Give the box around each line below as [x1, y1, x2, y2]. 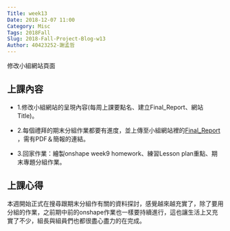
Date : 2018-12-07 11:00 [7, 16, 76, 23]
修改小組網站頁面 [7, 62, 56, 69]
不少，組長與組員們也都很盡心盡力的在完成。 [19, 217, 146, 225]
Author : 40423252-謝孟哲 [7, 42, 76, 49]
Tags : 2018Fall [7, 29, 51, 36]
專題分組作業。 [23, 158, 66, 166]
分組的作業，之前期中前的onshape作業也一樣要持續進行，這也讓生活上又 [7, 208, 212, 216]
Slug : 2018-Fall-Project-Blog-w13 [7, 36, 106, 42]
